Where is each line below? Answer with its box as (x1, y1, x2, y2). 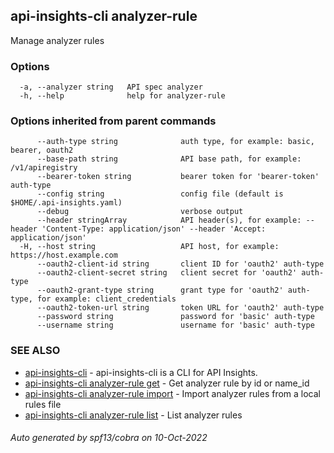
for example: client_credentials (36, 294, 177, 304)
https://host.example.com (10, 250, 118, 261)
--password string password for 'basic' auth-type (36, 312, 315, 322)
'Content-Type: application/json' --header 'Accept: (41, 224, 267, 234)
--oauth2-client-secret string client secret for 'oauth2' (36, 268, 298, 278)
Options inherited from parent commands (10, 114, 217, 128)
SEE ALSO (10, 344, 61, 358)
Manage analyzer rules (10, 34, 105, 46)
